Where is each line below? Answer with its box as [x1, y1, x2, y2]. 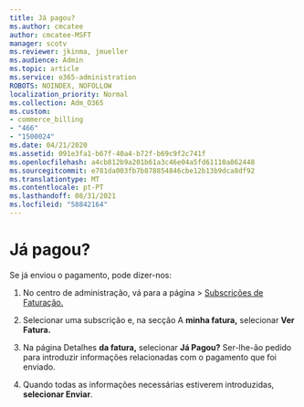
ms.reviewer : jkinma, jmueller [9, 47, 129, 57]
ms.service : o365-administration [9, 73, 137, 82]
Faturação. [22, 297, 64, 308]
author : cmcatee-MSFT [9, 30, 92, 39]
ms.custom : [9, 107, 51, 116]
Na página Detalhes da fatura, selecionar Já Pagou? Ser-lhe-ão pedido [22, 341, 292, 352]
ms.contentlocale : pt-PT [9, 183, 104, 193]
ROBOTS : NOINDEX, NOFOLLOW [9, 81, 112, 90]
